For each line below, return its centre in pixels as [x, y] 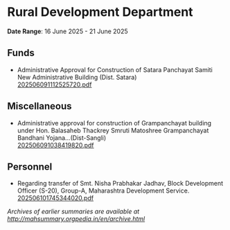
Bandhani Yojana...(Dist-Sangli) [62, 138]
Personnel [30, 167]
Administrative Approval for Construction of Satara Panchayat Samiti [115, 69]
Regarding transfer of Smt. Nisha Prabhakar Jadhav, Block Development [120, 184]
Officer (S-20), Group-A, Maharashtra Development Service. [103, 191]
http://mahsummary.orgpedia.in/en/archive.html [76, 219]
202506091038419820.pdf [56, 145]
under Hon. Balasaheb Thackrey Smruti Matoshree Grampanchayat [113, 130]
